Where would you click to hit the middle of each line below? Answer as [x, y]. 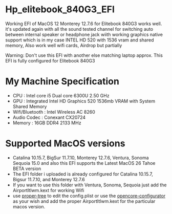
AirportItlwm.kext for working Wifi [48, 190]
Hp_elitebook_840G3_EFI [60, 9]
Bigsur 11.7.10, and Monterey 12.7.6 [49, 179]
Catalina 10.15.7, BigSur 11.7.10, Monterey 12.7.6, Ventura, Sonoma [81, 158]
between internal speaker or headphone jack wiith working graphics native [84, 34]
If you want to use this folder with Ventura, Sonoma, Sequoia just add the [90, 185]
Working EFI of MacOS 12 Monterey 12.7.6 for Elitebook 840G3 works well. [84, 24]
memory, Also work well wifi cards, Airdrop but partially [64, 45]
